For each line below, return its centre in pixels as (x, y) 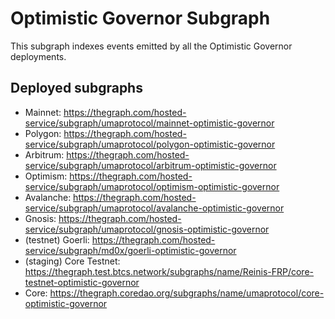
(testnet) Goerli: (57, 239)
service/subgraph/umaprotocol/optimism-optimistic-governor (152, 186)
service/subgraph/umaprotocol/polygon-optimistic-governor (150, 144)
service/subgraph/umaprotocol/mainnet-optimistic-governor (149, 123)
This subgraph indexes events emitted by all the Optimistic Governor (151, 46)
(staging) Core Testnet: (72, 261)
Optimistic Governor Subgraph (140, 18)
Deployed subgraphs (76, 88)
